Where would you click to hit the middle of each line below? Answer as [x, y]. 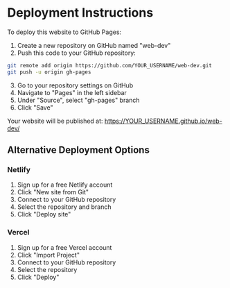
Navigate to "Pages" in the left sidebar [72, 92]
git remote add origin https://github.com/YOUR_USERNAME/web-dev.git [110, 65]
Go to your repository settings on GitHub [75, 85]
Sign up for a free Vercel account [64, 247]
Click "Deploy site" [44, 214]
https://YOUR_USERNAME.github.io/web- [163, 121]
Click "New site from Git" [53, 192]
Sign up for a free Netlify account [65, 185]
